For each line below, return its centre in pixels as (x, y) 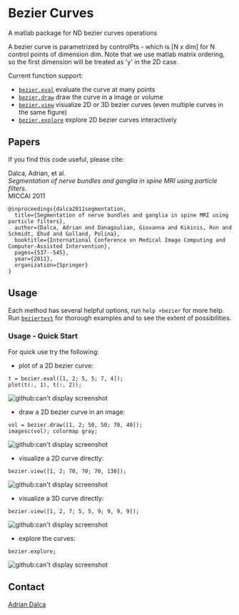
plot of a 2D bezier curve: (56, 366)
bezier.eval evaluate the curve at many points (87, 89)
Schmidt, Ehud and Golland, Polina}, (64, 234)
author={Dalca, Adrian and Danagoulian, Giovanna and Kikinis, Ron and (123, 227)
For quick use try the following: (54, 351)
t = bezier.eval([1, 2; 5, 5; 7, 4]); (66, 378)
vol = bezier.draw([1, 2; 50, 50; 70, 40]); (75, 425)
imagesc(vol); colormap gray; (53, 431)
